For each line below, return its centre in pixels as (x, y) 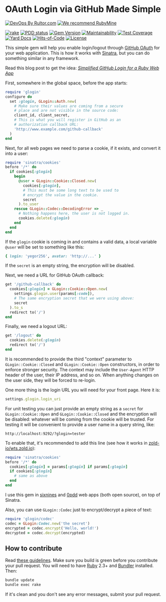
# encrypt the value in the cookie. (61, 195)
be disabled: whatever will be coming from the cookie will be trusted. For (80, 419)
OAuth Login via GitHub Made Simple (83, 9)
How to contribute (34, 548)
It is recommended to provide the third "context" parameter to (69, 359)
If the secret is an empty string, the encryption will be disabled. (70, 266)
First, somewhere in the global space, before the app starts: (66, 83)
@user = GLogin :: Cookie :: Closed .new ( (57, 181)
